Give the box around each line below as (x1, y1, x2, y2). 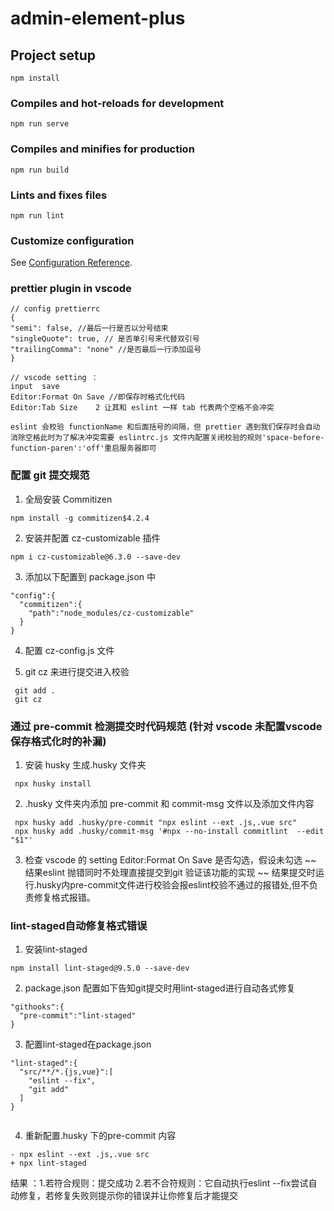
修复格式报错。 (33, 892, 96, 904)
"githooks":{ (10, 1002, 65, 1012)
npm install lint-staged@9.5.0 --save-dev (10, 963, 190, 974)
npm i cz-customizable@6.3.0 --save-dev (10, 552, 182, 562)
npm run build (10, 165, 70, 175)
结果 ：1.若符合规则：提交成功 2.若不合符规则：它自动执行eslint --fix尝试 (10, 1177, 309, 1189)
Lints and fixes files (10, 188, 108, 202)
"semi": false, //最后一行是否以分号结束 (10, 323, 169, 334)
